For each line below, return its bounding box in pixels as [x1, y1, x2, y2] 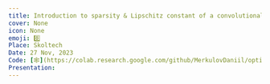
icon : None [8, 26, 45, 34]
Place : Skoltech [8, 42, 63, 50]
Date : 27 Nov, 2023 [8, 49, 74, 57]
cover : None [8, 19, 48, 27]
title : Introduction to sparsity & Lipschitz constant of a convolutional [8, 11, 264, 20]
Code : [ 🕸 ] [8, 57, 44, 65]
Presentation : [8, 64, 56, 72]
